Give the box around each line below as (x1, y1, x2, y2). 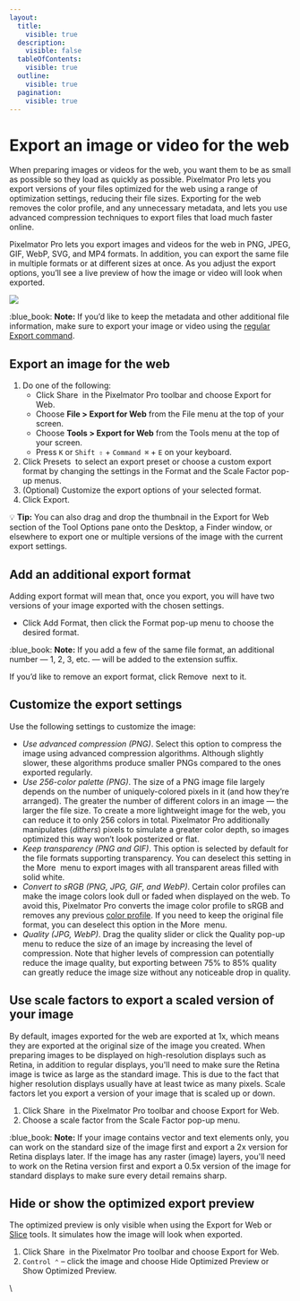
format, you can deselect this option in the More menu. (21, 919, 227, 930)
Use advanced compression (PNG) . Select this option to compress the (21, 738, 282, 749)
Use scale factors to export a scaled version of (9, 993, 275, 1008)
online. (9, 221, 34, 233)
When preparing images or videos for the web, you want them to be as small (9, 165, 291, 176)
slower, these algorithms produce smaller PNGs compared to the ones (21, 757, 282, 768)
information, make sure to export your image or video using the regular (9, 321, 270, 332)
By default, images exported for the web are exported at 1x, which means (9, 1030, 279, 1041)
